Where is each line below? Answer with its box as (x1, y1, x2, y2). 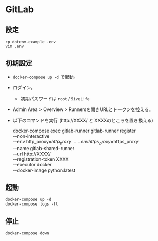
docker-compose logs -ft (5, 201, 58, 207)
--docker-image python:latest (12, 167, 76, 173)
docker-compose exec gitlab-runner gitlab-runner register (12, 127, 136, 134)
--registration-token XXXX (12, 156, 69, 162)
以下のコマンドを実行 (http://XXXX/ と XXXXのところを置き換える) (12, 117, 153, 123)
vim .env (5, 44, 24, 49)
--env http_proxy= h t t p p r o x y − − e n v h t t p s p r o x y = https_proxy (12, 138, 139, 146)
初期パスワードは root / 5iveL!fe (20, 95, 90, 101)
